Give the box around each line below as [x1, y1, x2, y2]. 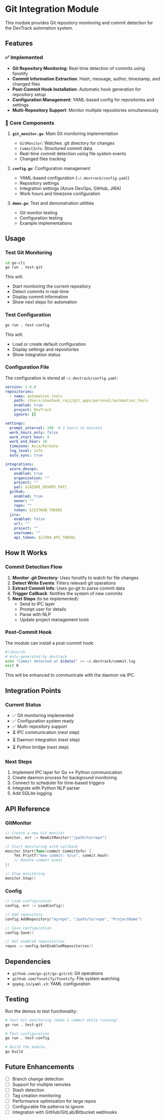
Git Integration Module [5, 3, 99, 15]
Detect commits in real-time [12, 289, 69, 295]
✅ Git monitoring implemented [12, 713, 74, 718]
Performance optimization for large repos [12, 1098, 97, 1104]
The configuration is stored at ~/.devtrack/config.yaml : [5, 375, 118, 381]
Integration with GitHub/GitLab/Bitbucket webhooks [12, 1109, 117, 1115]
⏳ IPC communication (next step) [12, 729, 80, 735]
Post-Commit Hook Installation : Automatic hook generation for [12, 86, 141, 92]
